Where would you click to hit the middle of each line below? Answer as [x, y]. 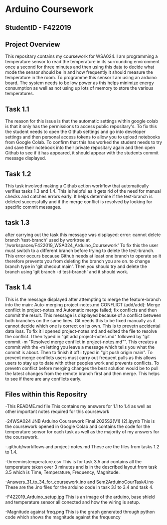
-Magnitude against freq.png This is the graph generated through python [80, 512]
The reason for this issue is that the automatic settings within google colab [82, 121]
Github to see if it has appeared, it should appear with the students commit [82, 153]
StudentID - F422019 [38, 28]
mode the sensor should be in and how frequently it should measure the [79, 72]
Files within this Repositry [46, 394]
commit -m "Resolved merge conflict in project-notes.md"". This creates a [82, 342]
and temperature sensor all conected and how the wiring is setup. [73, 502]
